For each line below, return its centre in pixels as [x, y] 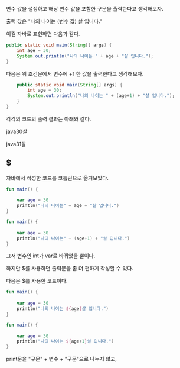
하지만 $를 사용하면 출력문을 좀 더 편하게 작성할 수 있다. [70, 269]
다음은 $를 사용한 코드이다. [37, 281]
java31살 [16, 144]
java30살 [17, 131]
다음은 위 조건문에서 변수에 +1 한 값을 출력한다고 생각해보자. [75, 73]
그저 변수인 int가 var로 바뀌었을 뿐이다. [51, 256]
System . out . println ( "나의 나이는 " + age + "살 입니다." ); [85, 56]
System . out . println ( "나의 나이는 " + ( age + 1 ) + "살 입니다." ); [101, 96]
